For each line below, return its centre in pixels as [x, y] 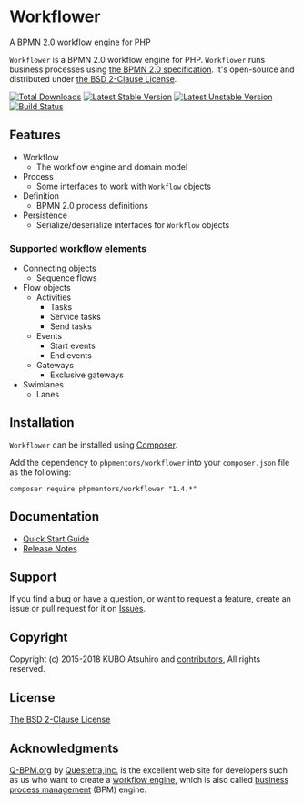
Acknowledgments [65, 748]
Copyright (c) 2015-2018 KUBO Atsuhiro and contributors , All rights [135, 659]
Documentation [55, 517]
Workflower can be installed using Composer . [94, 445]
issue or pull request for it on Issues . [78, 609]
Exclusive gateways [87, 375]
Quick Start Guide [56, 539]
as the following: [40, 472]
